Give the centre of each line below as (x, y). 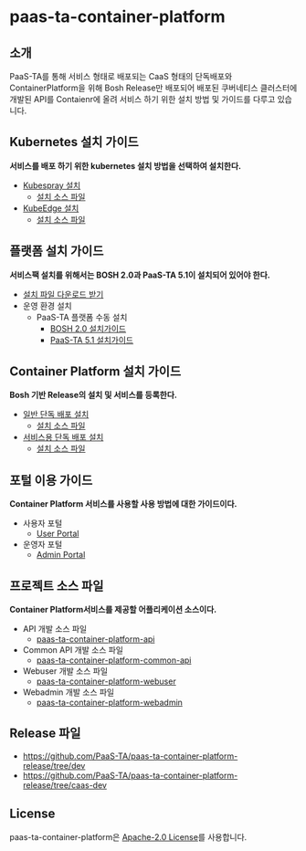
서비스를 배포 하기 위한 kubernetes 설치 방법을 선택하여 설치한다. (126, 165)
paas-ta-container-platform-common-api (114, 660)
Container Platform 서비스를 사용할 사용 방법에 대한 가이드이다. (123, 504)
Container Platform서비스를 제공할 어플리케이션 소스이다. (113, 610)
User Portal (58, 534)
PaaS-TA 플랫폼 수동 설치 (82, 317)
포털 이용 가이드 (51, 480)
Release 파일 (45, 734)
